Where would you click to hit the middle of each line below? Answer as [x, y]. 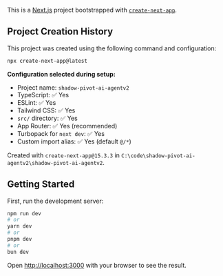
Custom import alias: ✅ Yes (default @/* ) [74, 141]
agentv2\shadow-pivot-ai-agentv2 [55, 163]
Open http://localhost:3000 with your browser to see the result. [97, 265]
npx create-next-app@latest [47, 61]
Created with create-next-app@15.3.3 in [64, 155]
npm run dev [24, 213]
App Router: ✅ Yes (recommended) [67, 126]
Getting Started [41, 185]
